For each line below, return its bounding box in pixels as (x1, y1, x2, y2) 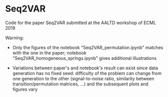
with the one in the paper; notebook (12, 50, 87, 56)
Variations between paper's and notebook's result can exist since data (12, 65, 158, 71)
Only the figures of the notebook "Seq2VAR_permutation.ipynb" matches (12, 44, 163, 50)
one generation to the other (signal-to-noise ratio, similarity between (12, 75, 154, 81)
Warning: (5, 35, 24, 41)
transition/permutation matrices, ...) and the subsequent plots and (12, 81, 149, 87)
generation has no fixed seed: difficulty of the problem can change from (12, 70, 162, 76)
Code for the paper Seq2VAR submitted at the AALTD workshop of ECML (5, 20, 156, 26)
